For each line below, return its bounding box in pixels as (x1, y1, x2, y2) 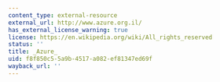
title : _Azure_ (8, 48, 58, 55)
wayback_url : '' (8, 62, 61, 70)
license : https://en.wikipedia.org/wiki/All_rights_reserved (8, 33, 213, 41)
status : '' (8, 41, 44, 48)
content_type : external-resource (8, 11, 118, 20)
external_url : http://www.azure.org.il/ (8, 19, 143, 27)
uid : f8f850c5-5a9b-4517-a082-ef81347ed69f (8, 55, 153, 63)
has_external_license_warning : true (8, 26, 128, 34)
